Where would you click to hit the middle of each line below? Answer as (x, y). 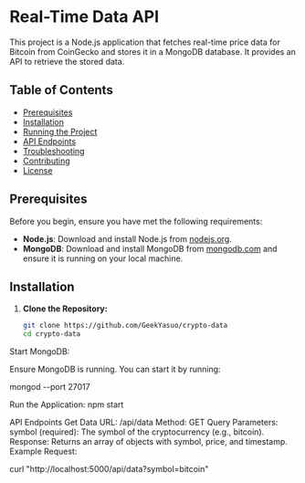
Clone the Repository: (65, 309)
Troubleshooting (53, 151)
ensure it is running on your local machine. (103, 258)
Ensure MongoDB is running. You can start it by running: (115, 369)
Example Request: (43, 451)
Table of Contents (62, 90)
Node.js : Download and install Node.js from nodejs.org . (127, 238)
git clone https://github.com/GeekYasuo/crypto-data (125, 326)
